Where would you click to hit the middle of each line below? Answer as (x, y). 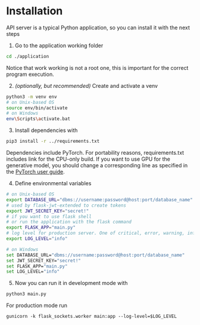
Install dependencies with (46, 130)
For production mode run (37, 305)
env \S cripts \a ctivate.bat (38, 119)
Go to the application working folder (59, 45)
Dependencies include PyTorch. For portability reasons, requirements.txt (95, 153)
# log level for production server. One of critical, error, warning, (96, 233)
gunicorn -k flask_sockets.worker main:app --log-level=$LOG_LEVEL (92, 317)
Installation (35, 11)
